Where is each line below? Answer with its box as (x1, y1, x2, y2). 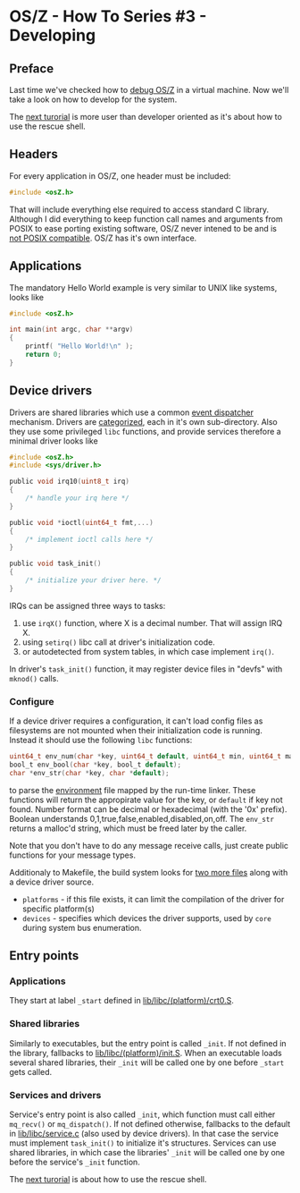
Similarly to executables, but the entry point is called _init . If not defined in (9, 1037, 287, 1048)
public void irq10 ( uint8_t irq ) (9, 477, 129, 487)
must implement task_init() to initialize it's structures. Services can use (9, 1138, 277, 1148)
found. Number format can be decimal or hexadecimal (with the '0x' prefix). (9, 803, 287, 815)
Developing (9, 25, 96, 46)
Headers (9, 147, 58, 162)
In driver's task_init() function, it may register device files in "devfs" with (9, 664, 283, 674)
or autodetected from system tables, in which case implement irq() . (21, 646, 275, 656)
